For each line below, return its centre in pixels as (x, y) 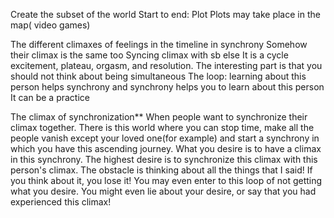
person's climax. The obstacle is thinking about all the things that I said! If (161, 170)
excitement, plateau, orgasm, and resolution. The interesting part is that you (166, 65)
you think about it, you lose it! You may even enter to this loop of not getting (166, 180)
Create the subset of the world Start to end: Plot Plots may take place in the (165, 14)
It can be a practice (50, 97)
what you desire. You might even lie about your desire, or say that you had (163, 191)
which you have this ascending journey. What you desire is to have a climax (166, 148)
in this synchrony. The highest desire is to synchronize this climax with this (164, 159)
